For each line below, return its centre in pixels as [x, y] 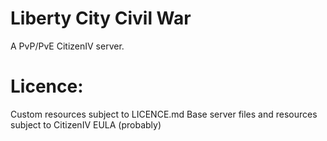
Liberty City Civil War [101, 18]
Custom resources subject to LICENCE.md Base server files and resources [164, 114]
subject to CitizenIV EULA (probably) [86, 124]
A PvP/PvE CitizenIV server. [67, 46]
